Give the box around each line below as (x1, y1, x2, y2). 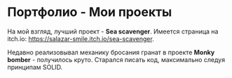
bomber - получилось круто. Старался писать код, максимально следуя (7, 55, 226, 63)
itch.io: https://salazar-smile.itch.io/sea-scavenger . (7, 34, 154, 42)
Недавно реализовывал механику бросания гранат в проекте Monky (7, 48, 215, 56)
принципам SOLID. (7, 63, 63, 71)
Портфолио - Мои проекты (7, 4, 172, 20)
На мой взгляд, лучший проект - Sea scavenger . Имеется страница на (7, 27, 219, 36)
